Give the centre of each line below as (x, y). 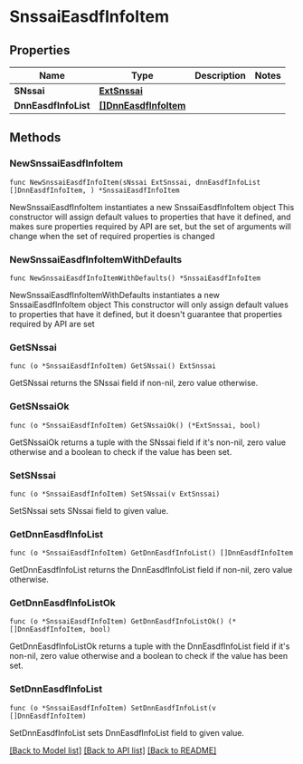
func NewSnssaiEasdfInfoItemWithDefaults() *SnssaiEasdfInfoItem (135, 278)
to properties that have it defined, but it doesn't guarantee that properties (146, 314)
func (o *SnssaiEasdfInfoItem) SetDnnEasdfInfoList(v (113, 708)
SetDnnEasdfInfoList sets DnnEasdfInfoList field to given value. (127, 732)
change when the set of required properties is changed (112, 236)
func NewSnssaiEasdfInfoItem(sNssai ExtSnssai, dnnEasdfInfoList (135, 182)
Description (220, 76)
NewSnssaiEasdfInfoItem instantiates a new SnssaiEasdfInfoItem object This (152, 207)
